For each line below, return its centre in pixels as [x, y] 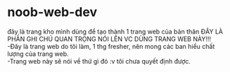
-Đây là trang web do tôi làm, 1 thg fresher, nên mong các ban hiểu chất [111, 46]
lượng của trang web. [38, 54]
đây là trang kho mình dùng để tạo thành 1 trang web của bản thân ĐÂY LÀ [115, 31]
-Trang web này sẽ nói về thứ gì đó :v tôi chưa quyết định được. [99, 61]
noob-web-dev [52, 12]
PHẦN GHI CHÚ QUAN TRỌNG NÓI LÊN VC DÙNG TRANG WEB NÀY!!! [109, 38]
